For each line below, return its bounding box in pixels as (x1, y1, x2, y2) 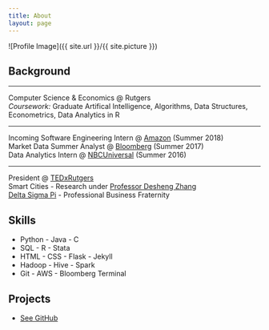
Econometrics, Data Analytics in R (8, 110, 120, 120)
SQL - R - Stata (19, 243, 70, 253)
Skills (8, 213, 36, 227)
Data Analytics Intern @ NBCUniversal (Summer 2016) (8, 150, 187, 160)
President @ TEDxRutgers (8, 173, 94, 183)
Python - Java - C (19, 235, 79, 244)
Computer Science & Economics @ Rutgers (8, 93, 151, 103)
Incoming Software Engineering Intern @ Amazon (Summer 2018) (8, 133, 224, 143)
